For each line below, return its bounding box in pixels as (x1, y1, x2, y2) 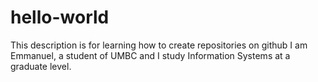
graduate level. (10, 60, 72, 72)
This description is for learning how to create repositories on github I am (10, 39, 308, 51)
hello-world (10, 6, 110, 29)
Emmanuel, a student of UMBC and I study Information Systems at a (10, 49, 291, 61)
